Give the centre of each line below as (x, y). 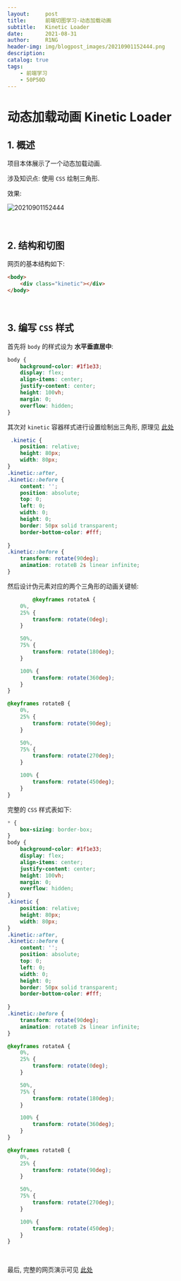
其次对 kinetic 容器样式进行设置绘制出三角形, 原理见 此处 (90, 427)
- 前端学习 (34, 73)
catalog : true (28, 60)
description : (26, 54)
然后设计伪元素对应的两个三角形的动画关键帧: (73, 586)
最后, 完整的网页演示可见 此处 (50, 1270)
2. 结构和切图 (36, 245)
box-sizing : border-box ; (56, 829)
